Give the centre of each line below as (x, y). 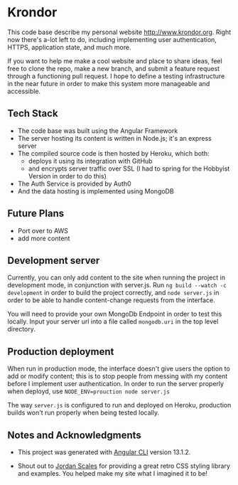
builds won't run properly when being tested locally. (83, 412)
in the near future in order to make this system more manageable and (109, 83)
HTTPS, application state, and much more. (69, 47)
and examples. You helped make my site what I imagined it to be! (113, 473)
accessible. (24, 91)
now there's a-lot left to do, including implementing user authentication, (112, 39)
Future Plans (36, 214)
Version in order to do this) (67, 176)
